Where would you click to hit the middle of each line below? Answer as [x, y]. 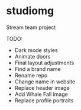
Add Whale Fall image [41, 94]
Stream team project [31, 27]
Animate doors [33, 56]
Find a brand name [38, 69]
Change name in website [45, 82]
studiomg [30, 11]
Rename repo [31, 75]
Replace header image [42, 88]
